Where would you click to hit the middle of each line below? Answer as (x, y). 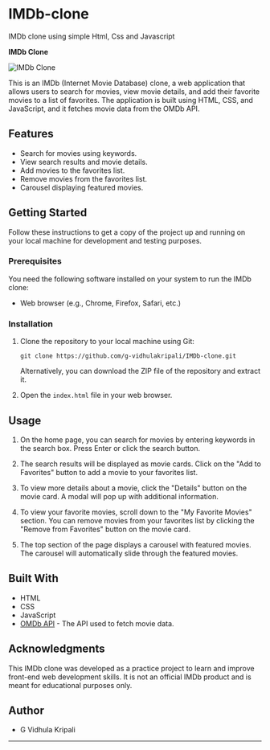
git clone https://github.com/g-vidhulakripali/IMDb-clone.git (128, 356)
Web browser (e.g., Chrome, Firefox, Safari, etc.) (100, 303)
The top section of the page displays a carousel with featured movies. (135, 544)
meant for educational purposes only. (70, 685)
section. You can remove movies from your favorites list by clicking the (137, 520)
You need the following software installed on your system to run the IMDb (130, 279)
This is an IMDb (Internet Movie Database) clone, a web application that (127, 83)
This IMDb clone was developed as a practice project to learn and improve (131, 668)
